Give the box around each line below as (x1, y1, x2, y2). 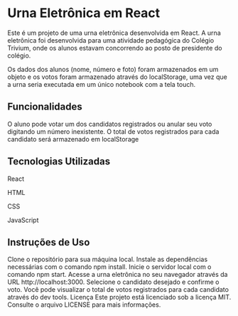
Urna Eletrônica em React (7, 5, 161, 21)
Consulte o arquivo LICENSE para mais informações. (7, 300, 161, 309)
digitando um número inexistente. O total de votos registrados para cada (7, 127, 220, 136)
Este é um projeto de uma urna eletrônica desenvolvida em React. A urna (7, 28, 222, 37)
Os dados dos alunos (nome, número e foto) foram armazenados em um (7, 65, 219, 73)
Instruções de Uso (7, 236, 90, 248)
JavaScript (7, 216, 39, 224)
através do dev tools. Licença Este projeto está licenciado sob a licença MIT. (7, 293, 232, 302)
